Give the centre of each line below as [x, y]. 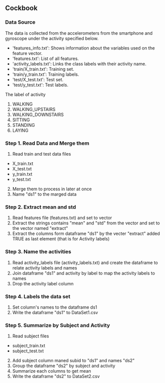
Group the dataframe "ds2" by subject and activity [64, 366]
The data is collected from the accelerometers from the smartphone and [79, 33]
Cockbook [22, 8]
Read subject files [31, 336]
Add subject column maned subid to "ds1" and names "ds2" [73, 361]
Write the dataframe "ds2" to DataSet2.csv [56, 377]
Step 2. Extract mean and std [41, 207]
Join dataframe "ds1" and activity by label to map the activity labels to [83, 273]
